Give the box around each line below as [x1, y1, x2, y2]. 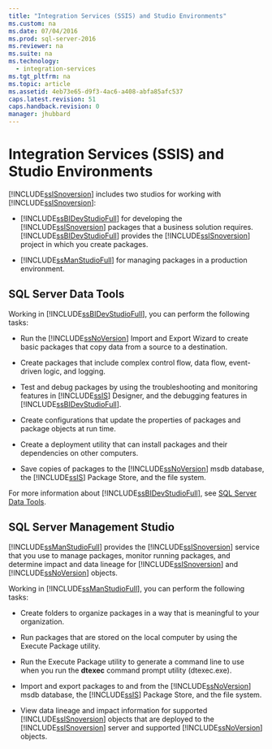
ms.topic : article [8, 80, 71, 88]
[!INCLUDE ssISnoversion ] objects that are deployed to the [19, 714, 215, 724]
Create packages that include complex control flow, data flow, [19, 357, 227, 367]
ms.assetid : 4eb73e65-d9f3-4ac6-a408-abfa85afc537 [8, 87, 183, 96]
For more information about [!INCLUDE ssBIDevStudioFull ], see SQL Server [8, 488, 257, 498]
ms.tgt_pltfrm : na [8, 72, 71, 80]
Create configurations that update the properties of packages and [19, 415, 241, 425]
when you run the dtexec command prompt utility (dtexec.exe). [19, 665, 232, 675]
